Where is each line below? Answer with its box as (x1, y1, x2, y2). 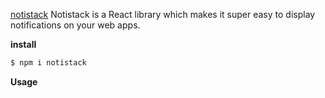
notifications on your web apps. (10, 19, 141, 31)
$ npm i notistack (10, 58, 87, 68)
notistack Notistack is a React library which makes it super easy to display (10, 9, 316, 20)
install (10, 39, 37, 50)
